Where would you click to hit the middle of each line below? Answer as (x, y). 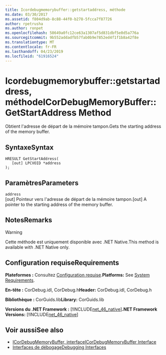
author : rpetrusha (24, 24)
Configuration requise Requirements (62, 263)
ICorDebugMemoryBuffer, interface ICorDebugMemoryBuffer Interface (84, 342)
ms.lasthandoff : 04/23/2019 (34, 51)
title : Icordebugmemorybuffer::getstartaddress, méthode (65, 10)
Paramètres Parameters (42, 183)
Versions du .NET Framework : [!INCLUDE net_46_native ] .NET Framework (81, 309)
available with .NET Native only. (38, 247)
